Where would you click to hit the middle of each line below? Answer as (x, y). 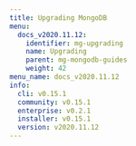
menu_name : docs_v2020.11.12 (64, 77)
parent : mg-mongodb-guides (77, 60)
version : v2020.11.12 (58, 128)
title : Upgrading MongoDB (58, 18)
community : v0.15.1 (54, 102)
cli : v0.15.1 (42, 93)
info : (19, 85)
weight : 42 (46, 69)
